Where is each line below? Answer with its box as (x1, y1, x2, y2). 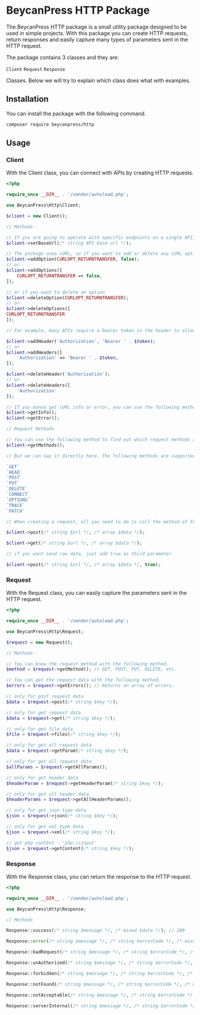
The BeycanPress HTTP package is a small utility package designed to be (6, 23, 187, 30)
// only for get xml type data (6, 824, 84, 830)
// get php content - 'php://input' (6, 840, 97, 846)
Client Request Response (6, 66, 65, 72)
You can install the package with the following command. (6, 110, 146, 117)
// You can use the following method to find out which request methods (6, 437, 190, 443)
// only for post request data (6, 694, 84, 699)
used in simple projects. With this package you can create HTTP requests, (6, 29, 188, 36)
